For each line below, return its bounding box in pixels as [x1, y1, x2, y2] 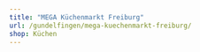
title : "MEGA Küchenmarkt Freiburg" [9, 12, 144, 22]
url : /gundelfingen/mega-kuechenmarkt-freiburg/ [9, 21, 192, 30]
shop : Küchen [9, 29, 58, 38]
